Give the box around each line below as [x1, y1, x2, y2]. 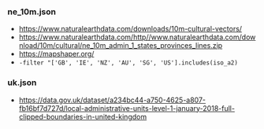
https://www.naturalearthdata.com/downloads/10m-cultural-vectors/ [18, 24, 242, 34]
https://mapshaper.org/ [18, 50, 95, 59]
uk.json [7, 77, 37, 88]
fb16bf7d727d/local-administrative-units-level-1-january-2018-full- [18, 103, 236, 112]
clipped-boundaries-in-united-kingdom [18, 112, 147, 121]
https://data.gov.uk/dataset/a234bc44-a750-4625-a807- [18, 95, 206, 105]
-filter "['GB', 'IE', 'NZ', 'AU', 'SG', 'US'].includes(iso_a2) [18, 59, 238, 67]
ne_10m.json [7, 6, 57, 17]
